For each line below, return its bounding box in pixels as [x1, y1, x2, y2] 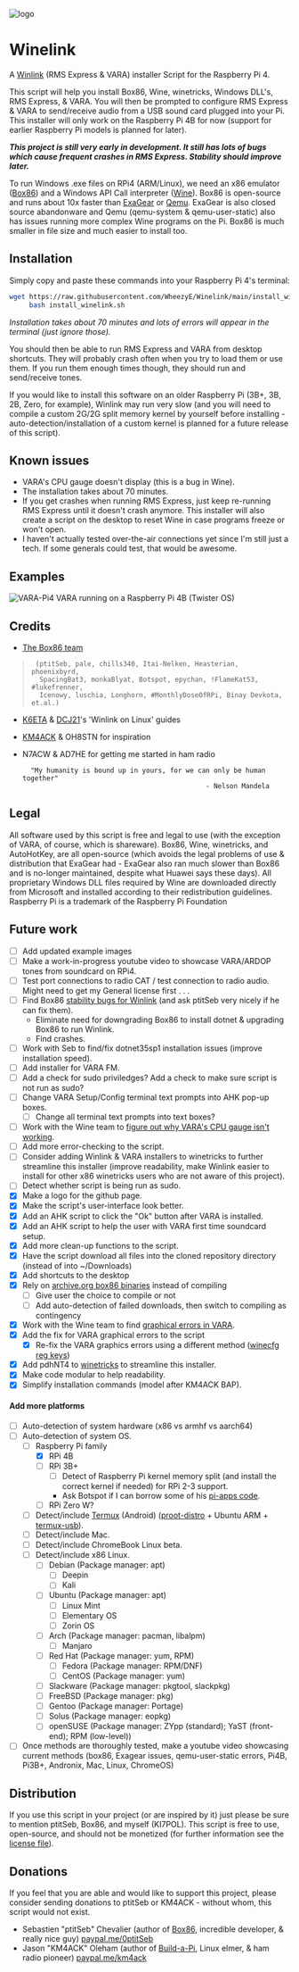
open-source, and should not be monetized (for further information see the [9, 1828, 285, 1839]
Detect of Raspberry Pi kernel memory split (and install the [61, 1470, 278, 1481]
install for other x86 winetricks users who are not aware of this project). [21, 1170, 286, 1182]
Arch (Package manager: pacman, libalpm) [48, 1630, 206, 1641]
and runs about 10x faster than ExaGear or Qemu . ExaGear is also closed [9, 196, 276, 207]
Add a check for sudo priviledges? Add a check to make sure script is [21, 1072, 278, 1083]
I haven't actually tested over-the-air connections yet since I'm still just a [21, 534, 289, 545]
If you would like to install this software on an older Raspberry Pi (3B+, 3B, [9, 389, 282, 400]
